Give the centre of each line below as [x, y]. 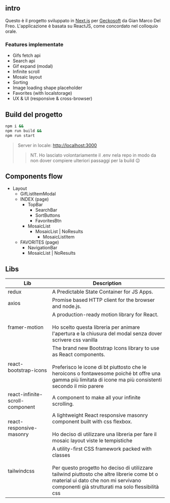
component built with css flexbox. [92, 421]
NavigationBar [42, 248]
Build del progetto [34, 114]
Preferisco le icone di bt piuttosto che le [99, 367]
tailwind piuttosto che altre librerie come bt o [105, 474]
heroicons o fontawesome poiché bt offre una [107, 373]
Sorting [20, 83]
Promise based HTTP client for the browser [104, 300]
